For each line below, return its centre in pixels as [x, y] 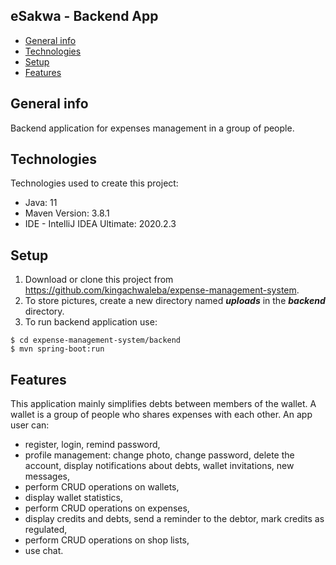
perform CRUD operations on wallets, [102, 487]
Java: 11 [41, 203]
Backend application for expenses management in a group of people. [152, 128]
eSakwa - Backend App [84, 16]
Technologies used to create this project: [94, 183]
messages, [47, 476]
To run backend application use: [91, 322]
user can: [30, 425]
